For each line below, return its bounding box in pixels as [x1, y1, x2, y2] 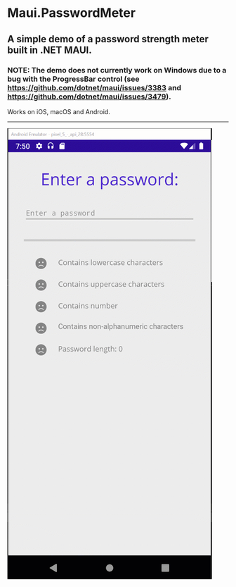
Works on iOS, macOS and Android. [7, 107, 110, 116]
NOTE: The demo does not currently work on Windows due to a [7, 65, 227, 75]
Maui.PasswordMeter [7, 5, 136, 21]
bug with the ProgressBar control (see [7, 74, 140, 84]
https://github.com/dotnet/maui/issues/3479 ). [7, 92, 171, 101]
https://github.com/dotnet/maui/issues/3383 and [7, 82, 181, 92]
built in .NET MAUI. [7, 44, 93, 56]
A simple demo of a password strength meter [7, 33, 209, 45]
